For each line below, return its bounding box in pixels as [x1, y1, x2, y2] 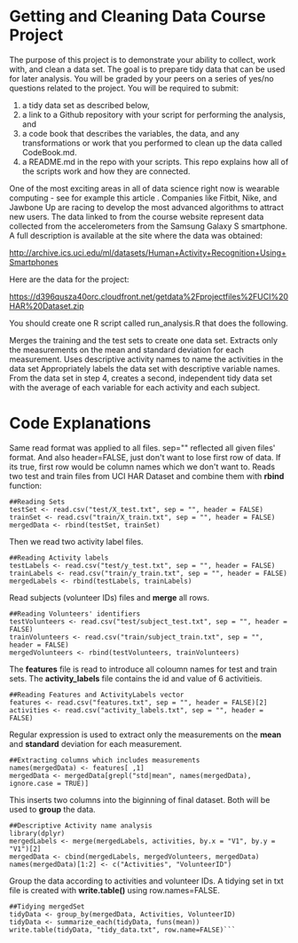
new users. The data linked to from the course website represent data [9, 211, 264, 222]
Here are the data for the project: [9, 273, 130, 285]
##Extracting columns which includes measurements [9, 756, 200, 765]
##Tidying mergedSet [9, 902, 86, 911]
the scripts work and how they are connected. [21, 166, 191, 177]
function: [9, 480, 43, 491]
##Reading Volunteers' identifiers [9, 609, 141, 618]
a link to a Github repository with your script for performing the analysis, [21, 109, 286, 120]
